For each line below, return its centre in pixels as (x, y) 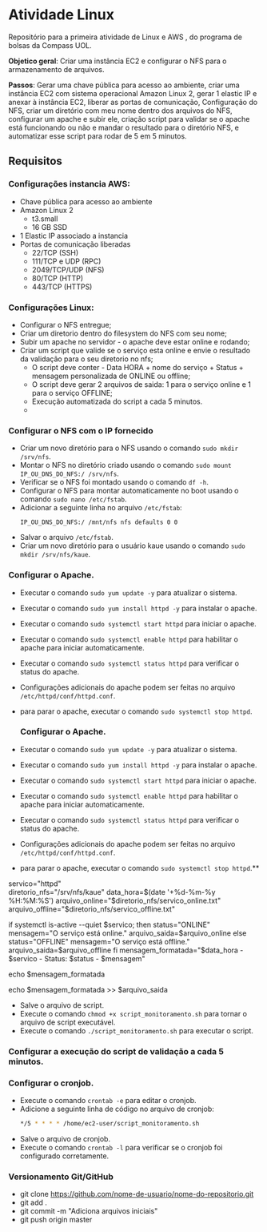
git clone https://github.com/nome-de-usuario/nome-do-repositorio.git (137, 1194)
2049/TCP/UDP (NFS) (68, 269)
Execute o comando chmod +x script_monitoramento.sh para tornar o (133, 1013)
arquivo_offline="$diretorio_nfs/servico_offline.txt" (92, 909)
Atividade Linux (61, 15)
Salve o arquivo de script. (62, 1005)
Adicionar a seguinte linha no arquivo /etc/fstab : (101, 508)
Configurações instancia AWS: (69, 184)
